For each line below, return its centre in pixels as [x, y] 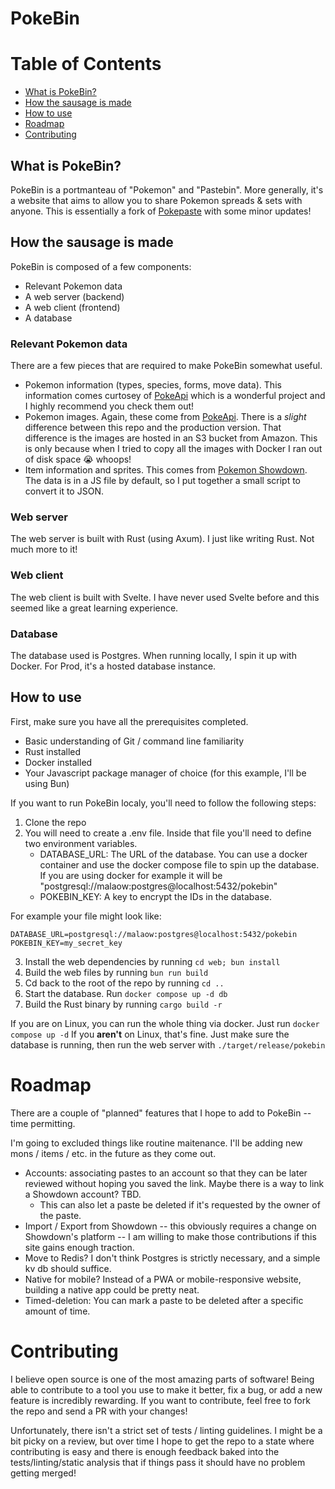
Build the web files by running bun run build [116, 972]
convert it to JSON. [64, 491]
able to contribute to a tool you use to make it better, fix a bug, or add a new [166, 1389]
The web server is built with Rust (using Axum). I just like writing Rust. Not [162, 539]
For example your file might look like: [86, 916]
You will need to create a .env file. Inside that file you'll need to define [168, 833]
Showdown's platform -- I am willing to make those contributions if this [170, 1236]
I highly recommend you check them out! [109, 406]
